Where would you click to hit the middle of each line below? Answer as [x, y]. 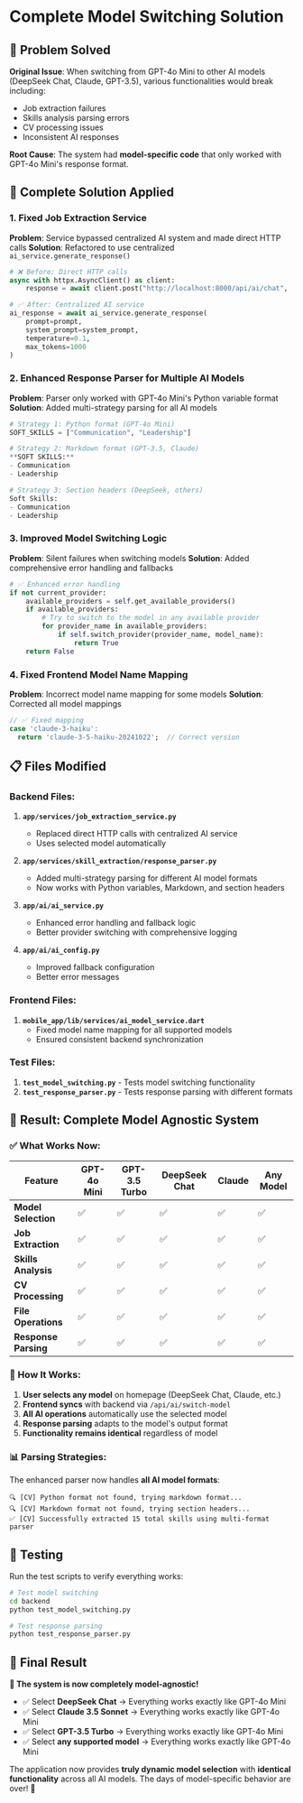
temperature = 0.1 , [58, 338]
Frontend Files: [43, 1001]
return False [50, 652]
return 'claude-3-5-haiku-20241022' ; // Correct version [129, 737]
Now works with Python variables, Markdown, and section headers [161, 888]
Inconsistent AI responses [71, 137]
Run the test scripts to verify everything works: [96, 1576]
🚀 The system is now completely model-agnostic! [104, 1684]
